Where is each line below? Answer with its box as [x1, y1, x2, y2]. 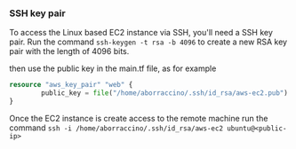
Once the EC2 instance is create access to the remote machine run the [9, 113, 268, 123]
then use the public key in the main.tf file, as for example [9, 63, 217, 74]
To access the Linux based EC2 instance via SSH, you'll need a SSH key [9, 27, 274, 38]
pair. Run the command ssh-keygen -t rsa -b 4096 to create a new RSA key [9, 36, 287, 47]
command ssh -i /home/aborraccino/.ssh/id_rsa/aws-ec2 [9, 122, 224, 133]
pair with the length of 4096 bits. [9, 46, 130, 57]
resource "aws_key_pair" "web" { [9, 81, 133, 90]
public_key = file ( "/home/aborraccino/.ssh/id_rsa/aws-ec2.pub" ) [41, 89, 289, 98]
